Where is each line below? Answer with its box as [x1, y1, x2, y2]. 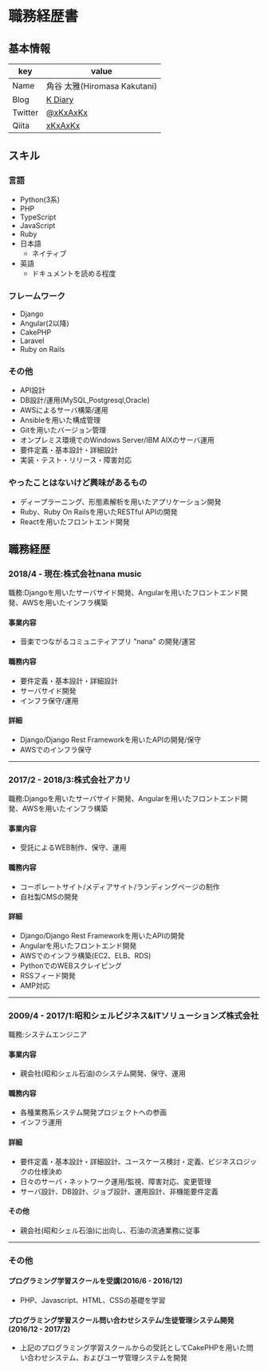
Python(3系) [19, 195, 61, 204]
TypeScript [19, 212, 57, 222]
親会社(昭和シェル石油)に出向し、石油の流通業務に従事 [19, 1226, 201, 1235]
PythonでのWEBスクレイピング [19, 961, 122, 970]
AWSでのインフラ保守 [19, 744, 93, 754]
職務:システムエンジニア [8, 1030, 88, 1040]
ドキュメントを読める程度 [31, 268, 116, 278]
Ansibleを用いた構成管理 [19, 416, 101, 425]
